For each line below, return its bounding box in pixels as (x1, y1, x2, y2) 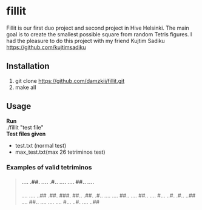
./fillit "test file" (6, 123, 44, 131)
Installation (6, 61, 50, 71)
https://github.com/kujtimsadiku (6, 44, 86, 51)
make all (15, 84, 36, 91)
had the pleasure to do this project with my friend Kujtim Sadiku (6, 37, 165, 44)
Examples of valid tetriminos (6, 163, 92, 172)
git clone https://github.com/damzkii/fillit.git (15, 77, 125, 84)
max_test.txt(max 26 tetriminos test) (15, 148, 106, 156)
